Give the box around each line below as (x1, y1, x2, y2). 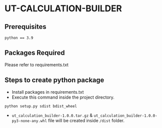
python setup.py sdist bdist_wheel (4, 103, 77, 108)
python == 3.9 (4, 35, 34, 40)
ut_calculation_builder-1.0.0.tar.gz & (11, 112, 93, 118)
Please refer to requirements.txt (4, 62, 69, 68)
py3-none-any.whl (11, 118, 47, 123)
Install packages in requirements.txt (11, 89, 84, 95)
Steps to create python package (4, 76, 105, 84)
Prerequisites (4, 23, 46, 31)
